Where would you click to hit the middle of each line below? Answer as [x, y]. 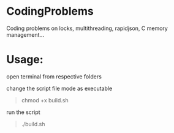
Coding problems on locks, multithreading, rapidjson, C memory [87, 28]
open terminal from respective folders [54, 76]
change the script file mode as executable [59, 88]
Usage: [25, 60]
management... [25, 34]
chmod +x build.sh [45, 100]
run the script [24, 112]
